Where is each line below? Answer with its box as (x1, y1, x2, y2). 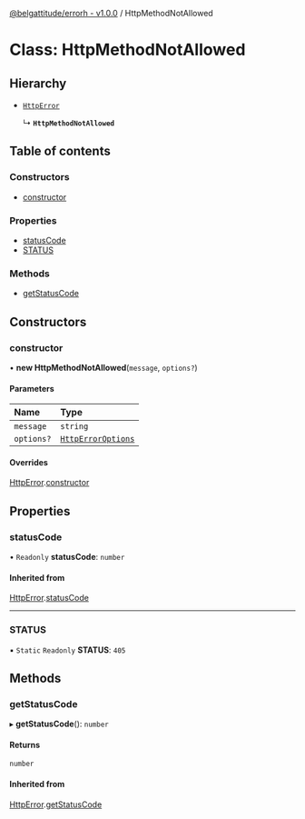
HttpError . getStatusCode (9, 799, 103, 810)
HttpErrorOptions (60, 434, 135, 444)
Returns (9, 739, 41, 750)
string (60, 422, 89, 432)
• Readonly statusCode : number (9, 552, 125, 563)
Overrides (9, 456, 48, 467)
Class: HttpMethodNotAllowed (9, 40, 246, 60)
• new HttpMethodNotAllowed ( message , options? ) (9, 362, 198, 373)
